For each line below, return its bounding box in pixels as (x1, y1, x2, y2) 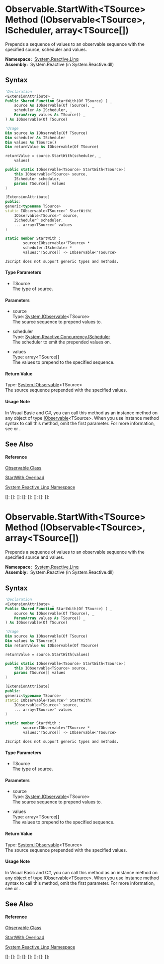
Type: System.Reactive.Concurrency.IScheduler (12, 334, 110, 340)
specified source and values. (5, 554, 65, 560)
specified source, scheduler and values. (5, 46, 87, 52)
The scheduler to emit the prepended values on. (12, 339, 111, 345)
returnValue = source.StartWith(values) (5, 652, 90, 657)
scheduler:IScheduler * (23, 245, 72, 250)
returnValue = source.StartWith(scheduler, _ (5, 154, 101, 159)
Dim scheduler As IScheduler (5, 135, 66, 140)
